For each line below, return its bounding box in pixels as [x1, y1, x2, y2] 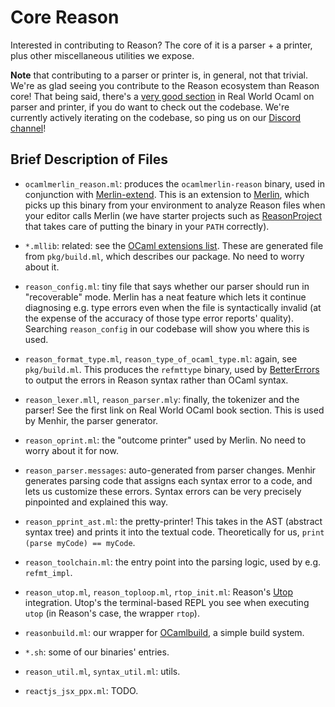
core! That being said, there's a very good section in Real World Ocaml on [10, 90, 315, 102]
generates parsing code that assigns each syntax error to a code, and [24, 474, 313, 486]
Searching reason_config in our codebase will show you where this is [24, 322, 310, 335]
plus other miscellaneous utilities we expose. [10, 49, 195, 61]
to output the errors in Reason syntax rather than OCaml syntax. [24, 374, 289, 386]
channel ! [10, 122, 47, 134]
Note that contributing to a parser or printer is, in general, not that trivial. [10, 69, 309, 81]
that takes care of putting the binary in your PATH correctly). [24, 220, 270, 232]
